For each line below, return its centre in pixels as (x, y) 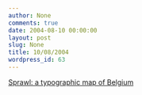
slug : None (26, 45)
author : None (30, 15)
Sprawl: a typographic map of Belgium (71, 82)
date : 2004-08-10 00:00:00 (53, 30)
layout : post (30, 38)
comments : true (33, 23)
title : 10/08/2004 (38, 52)
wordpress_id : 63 (37, 60)
